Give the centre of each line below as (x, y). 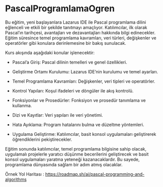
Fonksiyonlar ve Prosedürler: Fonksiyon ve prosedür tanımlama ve (79, 100)
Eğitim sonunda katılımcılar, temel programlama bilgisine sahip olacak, (76, 149)
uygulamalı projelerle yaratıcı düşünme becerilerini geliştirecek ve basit (77, 154)
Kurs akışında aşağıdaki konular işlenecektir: (50, 53)
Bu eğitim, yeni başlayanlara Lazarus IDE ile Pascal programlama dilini (76, 22)
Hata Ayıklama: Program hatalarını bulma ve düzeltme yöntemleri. (78, 125)
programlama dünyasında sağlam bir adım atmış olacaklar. (64, 164)
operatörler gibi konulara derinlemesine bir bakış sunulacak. (66, 43)
